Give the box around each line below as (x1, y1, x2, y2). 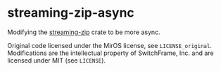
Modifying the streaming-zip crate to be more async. (7, 28, 160, 36)
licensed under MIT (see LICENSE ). (7, 56, 106, 64)
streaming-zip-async (7, 5, 135, 21)
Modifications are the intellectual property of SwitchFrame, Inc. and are (7, 49, 214, 57)
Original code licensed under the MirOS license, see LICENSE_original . (7, 41, 213, 49)
